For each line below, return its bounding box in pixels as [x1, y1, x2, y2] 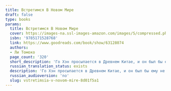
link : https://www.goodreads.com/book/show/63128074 [10, 40, 124, 45]
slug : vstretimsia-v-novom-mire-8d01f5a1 [10, 78, 99, 83]
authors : [10, 45, 28, 50]
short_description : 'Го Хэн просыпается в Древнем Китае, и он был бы [10, 59, 163, 64]
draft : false [5, 12, 33, 17]
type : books [5, 17, 31, 22]
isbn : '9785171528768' [10, 36, 58, 41]
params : [5, 21, 22, 27]
